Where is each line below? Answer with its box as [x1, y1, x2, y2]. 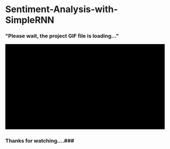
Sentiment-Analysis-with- [5, 4, 118, 15]
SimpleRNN [5, 14, 55, 26]
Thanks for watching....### [5, 137, 74, 144]
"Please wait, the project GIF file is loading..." [5, 32, 119, 40]
